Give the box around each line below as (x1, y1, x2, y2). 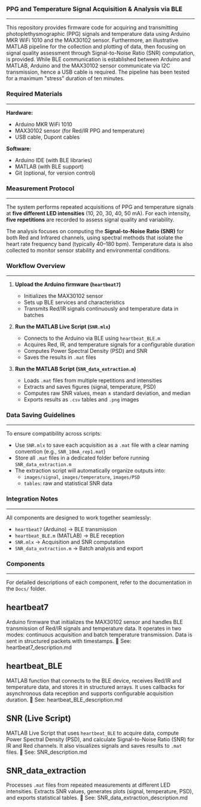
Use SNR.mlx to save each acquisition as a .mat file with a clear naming (14, 441, 189, 449)
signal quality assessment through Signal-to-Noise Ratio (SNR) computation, (6, 50, 195, 57)
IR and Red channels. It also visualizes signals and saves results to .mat (6, 742, 182, 749)
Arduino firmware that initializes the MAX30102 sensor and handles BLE (6, 618, 184, 625)
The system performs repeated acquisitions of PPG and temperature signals (6, 203, 194, 211)
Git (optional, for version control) (14, 169, 96, 176)
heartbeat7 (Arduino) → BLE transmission (14, 525, 117, 532)
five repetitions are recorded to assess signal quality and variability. (6, 216, 175, 223)
